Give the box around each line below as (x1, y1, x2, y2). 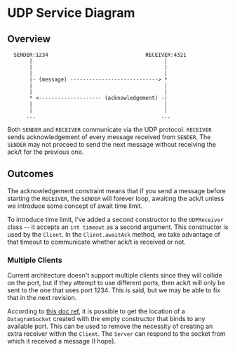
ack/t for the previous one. (7, 148, 84, 156)
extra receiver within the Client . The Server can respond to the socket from (7, 330, 226, 338)
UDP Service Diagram (7, 5, 135, 21)
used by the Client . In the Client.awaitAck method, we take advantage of (7, 230, 221, 238)
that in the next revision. (7, 294, 77, 302)
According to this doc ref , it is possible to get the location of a (7, 307, 186, 315)
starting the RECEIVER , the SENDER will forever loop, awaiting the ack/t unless (7, 194, 224, 202)
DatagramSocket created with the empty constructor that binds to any (7, 315, 206, 323)
